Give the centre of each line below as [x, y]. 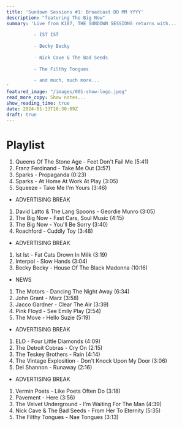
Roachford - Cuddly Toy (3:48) [54, 231]
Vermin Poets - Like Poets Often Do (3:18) [68, 391]
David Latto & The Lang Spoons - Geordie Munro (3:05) [85, 211]
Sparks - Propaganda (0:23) [51, 175]
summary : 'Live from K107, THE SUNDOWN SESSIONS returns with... [91, 23]
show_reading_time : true [38, 103]
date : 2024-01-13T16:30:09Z [42, 109]
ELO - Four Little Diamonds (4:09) [58, 341]
